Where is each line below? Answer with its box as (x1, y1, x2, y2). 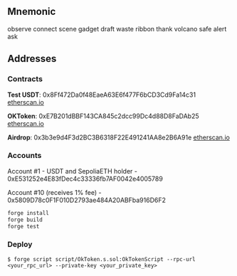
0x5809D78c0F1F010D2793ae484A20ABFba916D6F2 (7, 196, 166, 204)
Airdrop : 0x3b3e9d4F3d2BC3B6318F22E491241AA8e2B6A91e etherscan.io (7, 133, 230, 142)
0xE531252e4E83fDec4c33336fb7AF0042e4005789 (7, 174, 164, 183)
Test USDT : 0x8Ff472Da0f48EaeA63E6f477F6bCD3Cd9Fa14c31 (7, 90, 196, 99)
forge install (7, 209, 50, 216)
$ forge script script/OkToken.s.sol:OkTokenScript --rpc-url (7, 255, 196, 262)
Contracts (7, 74, 43, 84)
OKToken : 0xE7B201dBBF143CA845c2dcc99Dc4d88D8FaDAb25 (7, 112, 199, 120)
